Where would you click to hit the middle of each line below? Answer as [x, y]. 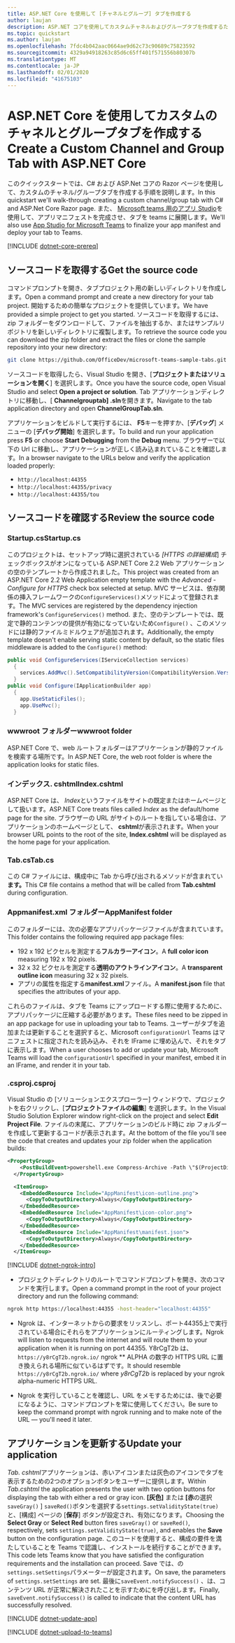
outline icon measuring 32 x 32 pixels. [73, 975]
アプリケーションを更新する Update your [94, 1443]
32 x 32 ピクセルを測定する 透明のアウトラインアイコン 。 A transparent [120, 967]
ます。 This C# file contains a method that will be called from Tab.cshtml [112, 885]
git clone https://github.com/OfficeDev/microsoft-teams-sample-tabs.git [117, 360]
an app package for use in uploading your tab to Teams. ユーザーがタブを [113, 1023]
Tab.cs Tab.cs [31, 860]
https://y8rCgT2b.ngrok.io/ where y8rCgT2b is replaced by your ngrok [121, 1373]
